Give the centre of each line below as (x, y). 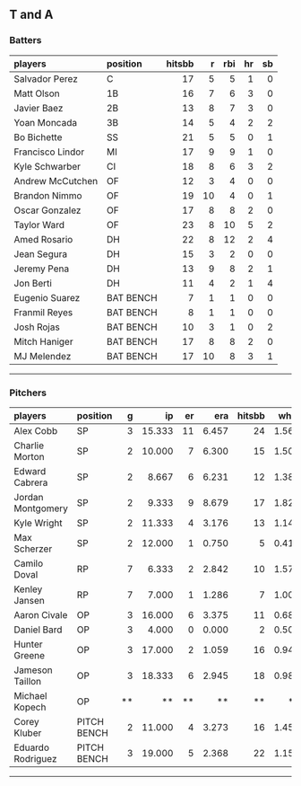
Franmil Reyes (43, 312)
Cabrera (31, 482)
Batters (26, 40)
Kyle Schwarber (47, 166)
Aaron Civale (41, 614)
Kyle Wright (38, 523)
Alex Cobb (36, 430)
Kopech (30, 707)
